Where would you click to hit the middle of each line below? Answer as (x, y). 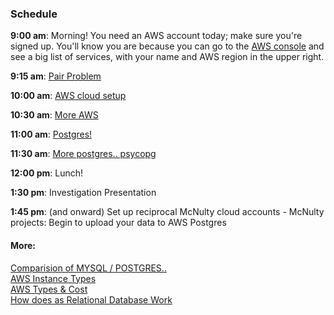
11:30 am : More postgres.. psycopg (83, 154)
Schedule (34, 14)
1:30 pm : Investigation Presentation (83, 193)
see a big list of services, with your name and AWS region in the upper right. (167, 57)
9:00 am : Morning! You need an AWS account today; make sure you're (156, 36)
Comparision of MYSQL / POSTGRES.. (88, 268)
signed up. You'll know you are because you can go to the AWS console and (167, 46)
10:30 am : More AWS (54, 115)
